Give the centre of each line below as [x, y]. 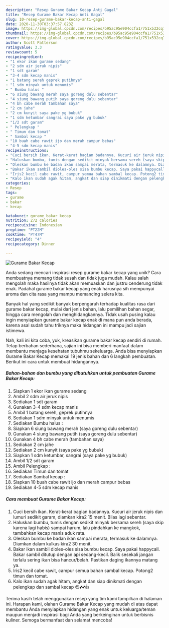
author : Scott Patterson [32, 43]
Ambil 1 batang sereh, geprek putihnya [53, 413]
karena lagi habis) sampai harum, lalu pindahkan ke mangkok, [77, 528]
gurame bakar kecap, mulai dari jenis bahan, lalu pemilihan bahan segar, [80, 309]
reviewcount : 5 [22, 52]
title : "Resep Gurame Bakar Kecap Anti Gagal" [55, 15]
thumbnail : [17, 33]
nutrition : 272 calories [32, 221]
